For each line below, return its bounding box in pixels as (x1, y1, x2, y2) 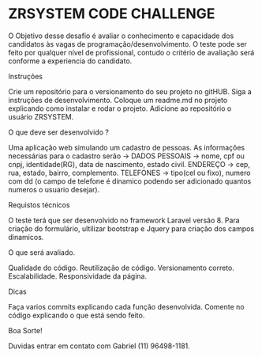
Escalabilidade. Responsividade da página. (8, 271, 148, 281)
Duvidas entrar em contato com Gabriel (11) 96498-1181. (8, 341, 191, 351)
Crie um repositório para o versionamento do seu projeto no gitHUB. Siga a (8, 86, 253, 96)
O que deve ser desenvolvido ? (8, 127, 109, 137)
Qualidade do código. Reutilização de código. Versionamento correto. (8, 263, 234, 272)
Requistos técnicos (8, 199, 70, 210)
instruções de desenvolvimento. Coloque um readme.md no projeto (8, 95, 228, 104)
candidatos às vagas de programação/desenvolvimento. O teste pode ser (8, 39, 247, 48)
